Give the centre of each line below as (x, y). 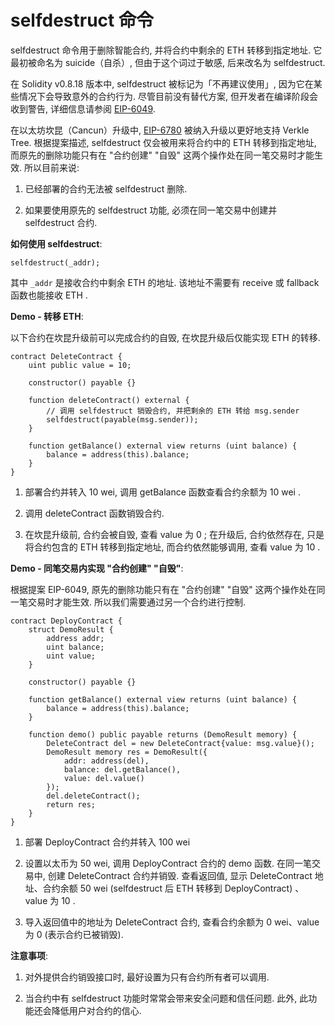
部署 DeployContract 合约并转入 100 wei (107, 842)
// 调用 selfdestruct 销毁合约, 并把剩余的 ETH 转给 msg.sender (173, 411)
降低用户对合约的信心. (96, 1010)
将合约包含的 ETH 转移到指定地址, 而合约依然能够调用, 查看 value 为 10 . (172, 547)
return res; (71, 804)
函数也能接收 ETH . (49, 295)
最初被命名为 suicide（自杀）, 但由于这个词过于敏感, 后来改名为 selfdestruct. (168, 62)
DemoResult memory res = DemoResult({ (127, 752)
